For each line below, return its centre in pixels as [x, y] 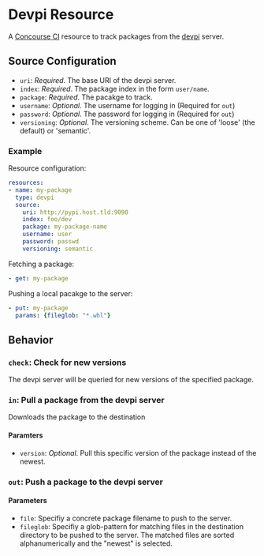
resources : [26, 183]
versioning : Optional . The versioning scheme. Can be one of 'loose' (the [137, 122]
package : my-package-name [65, 227]
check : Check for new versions [67, 363]
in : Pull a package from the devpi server [86, 400]
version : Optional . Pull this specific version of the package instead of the [138, 453]
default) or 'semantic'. [55, 130]
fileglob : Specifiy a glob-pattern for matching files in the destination [132, 526]
